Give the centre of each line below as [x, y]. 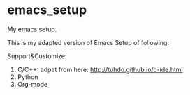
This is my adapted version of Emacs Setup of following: [88, 42]
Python [28, 77]
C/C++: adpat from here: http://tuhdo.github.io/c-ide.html [100, 69]
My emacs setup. [32, 29]
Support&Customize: [37, 56]
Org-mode [32, 84]
